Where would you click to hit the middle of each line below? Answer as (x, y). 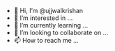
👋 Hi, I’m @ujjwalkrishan (48, 11)
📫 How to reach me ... (46, 40)
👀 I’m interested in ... (43, 18)
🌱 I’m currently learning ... (51, 25)
